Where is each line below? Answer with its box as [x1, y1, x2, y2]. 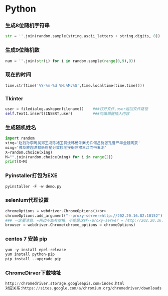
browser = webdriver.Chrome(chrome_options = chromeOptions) [5, 222, 136, 227]
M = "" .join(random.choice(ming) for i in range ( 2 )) [5, 154, 113, 159]
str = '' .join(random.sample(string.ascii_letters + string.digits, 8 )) [5, 34, 160, 39]
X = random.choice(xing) [5, 150, 53, 155]
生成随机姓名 [5, 124, 37, 131]
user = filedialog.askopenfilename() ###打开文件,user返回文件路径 [5, 106, 148, 111]
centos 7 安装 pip [5, 235, 48, 243]
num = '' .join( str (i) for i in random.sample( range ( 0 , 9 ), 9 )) [5, 58, 136, 64]
